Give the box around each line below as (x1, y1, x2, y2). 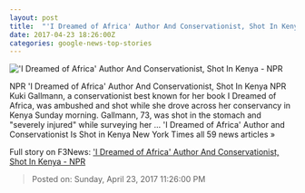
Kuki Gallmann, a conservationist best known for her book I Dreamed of (9, 91, 277, 101)
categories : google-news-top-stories (9, 38, 152, 48)
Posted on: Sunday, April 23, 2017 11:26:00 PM (31, 174, 206, 185)
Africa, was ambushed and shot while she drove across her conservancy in (9, 101, 291, 111)
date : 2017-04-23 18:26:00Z (9, 30, 116, 39)
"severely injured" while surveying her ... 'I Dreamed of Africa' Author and (9, 120, 286, 130)
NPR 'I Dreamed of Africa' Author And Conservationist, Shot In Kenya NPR (9, 81, 287, 92)
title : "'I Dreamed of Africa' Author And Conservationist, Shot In (9, 22, 279, 31)
